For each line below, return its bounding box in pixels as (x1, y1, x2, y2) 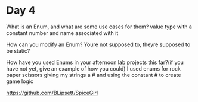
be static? (6, 47, 30, 54)
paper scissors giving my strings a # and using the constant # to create (6, 71, 181, 78)
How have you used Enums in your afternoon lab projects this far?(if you (6, 59, 184, 66)
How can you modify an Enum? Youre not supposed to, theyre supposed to (6, 41, 191, 48)
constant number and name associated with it (6, 29, 119, 36)
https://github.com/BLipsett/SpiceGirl (6, 89, 98, 96)
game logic (6, 78, 34, 85)
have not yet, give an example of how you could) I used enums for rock (6, 65, 181, 72)
